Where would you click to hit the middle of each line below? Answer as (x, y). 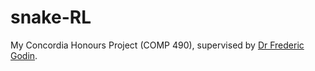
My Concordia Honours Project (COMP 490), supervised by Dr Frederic (157, 45)
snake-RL (51, 17)
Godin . (24, 55)
